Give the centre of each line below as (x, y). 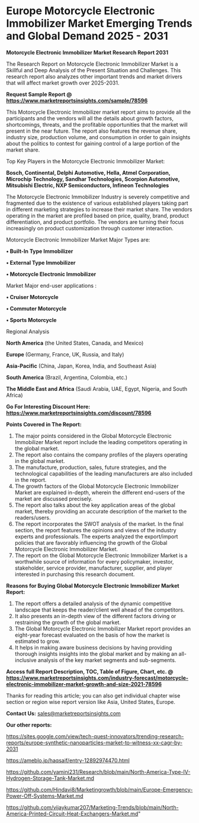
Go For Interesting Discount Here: (48, 406)
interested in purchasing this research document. (75, 574)
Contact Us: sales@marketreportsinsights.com (64, 713)
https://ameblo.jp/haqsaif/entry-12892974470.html (68, 760)
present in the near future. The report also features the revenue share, (92, 131)
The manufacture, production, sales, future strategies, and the (91, 467)
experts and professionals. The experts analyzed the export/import (96, 536)
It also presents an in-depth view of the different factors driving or (95, 616)
